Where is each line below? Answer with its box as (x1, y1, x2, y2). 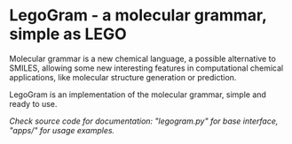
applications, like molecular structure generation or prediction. (9, 72, 237, 82)
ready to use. (9, 98, 58, 109)
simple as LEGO (9, 24, 127, 44)
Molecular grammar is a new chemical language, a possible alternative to (9, 53, 277, 64)
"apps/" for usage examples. (9, 125, 115, 135)
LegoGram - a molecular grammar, (9, 5, 267, 26)
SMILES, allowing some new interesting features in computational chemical (9, 63, 284, 73)
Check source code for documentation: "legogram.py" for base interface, (9, 116, 279, 126)
